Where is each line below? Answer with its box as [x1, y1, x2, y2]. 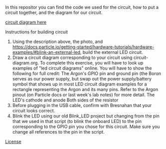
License [5, 138, 21, 144]
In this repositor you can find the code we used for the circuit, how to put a [5, 4, 159, 10]
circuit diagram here [5, 19, 46, 25]
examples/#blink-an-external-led [12, 49, 81, 55]
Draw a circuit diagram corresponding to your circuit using [12, 54, 133, 60]
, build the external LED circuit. [80, 49, 143, 55]
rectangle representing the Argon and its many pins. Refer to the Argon [12, 86, 159, 92]
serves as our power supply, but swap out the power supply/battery [12, 76, 152, 81]
